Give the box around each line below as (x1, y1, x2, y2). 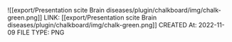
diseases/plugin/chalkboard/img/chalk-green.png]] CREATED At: (7, 21, 197, 29)
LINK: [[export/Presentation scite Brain (43, 13, 157, 22)
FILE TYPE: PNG (16, 28, 65, 36)
